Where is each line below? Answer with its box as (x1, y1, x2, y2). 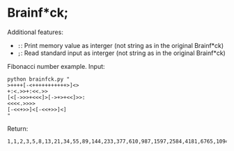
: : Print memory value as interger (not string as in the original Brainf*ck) (17, 41, 224, 49)
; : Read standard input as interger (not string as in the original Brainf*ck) (17, 49, 226, 57)
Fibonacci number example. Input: (7, 62, 106, 70)
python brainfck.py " (7, 75, 70, 83)
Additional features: (7, 28, 64, 36)
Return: (7, 124, 29, 133)
